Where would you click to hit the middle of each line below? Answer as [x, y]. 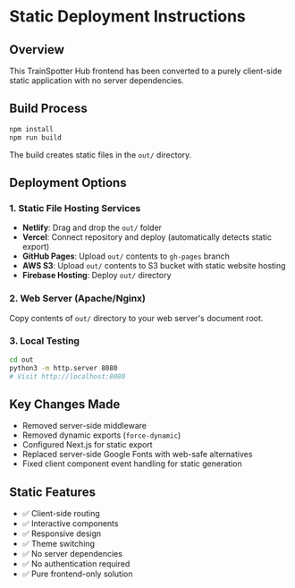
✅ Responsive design [62, 533]
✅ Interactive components [70, 524]
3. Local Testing [45, 341]
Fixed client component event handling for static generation [132, 464]
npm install [31, 129]
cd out [21, 360]
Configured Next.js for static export [88, 445]
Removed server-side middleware [84, 426]
